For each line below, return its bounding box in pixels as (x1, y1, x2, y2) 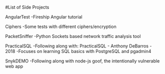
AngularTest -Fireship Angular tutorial (5, 14, 82, 19)
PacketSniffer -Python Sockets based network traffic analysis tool (5, 33, 141, 39)
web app (5, 63, 23, 69)
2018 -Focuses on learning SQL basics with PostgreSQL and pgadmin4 (5, 48, 151, 54)
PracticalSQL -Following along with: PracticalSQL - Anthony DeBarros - (5, 43, 152, 49)
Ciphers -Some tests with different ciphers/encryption (5, 23, 116, 29)
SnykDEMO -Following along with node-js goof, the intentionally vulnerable (5, 58, 160, 64)
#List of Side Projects (5, 4, 49, 10)
